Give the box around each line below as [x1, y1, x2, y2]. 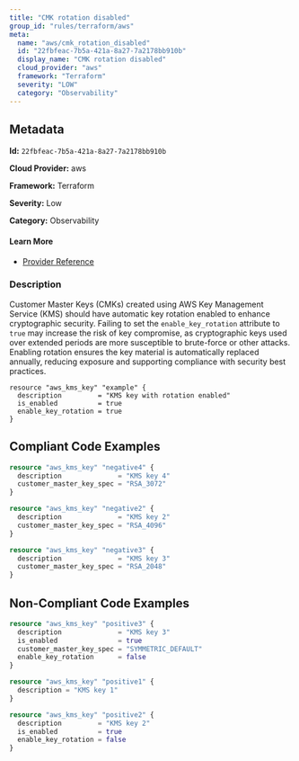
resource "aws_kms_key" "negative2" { [9, 505, 154, 514]
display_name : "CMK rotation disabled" [17, 55, 167, 64]
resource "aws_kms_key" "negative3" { [9, 545, 154, 554]
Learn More [9, 236, 54, 246]
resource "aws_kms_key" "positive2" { [9, 710, 154, 720]
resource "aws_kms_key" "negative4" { [9, 462, 154, 472]
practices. [9, 365, 47, 376]
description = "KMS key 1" [17, 685, 119, 695]
